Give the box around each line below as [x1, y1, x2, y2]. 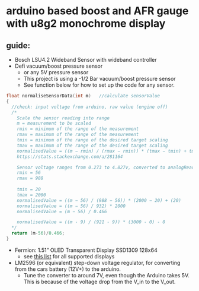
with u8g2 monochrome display [6, 17, 166, 30]
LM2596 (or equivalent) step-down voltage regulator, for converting [14, 259, 181, 266]
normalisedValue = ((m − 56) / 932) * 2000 [17, 203, 126, 209]
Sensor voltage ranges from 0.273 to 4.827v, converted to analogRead [17, 165, 195, 170]
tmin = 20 [17, 186, 41, 192]
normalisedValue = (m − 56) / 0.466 [17, 208, 108, 214]
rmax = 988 [17, 175, 44, 182]
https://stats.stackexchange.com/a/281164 [17, 153, 123, 160]
